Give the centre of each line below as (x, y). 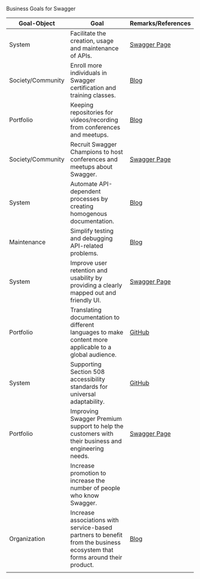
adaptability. (88, 402)
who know (85, 496)
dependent (86, 191)
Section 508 (88, 372)
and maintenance (95, 48)
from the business (96, 542)
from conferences (96, 127)
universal (83, 394)
